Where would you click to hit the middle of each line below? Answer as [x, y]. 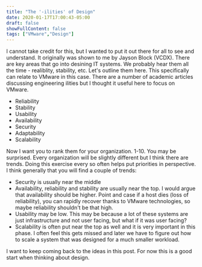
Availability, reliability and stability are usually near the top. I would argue [105, 189]
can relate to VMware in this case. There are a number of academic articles [100, 77]
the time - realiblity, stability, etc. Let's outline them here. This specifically [98, 70]
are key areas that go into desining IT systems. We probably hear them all [97, 64]
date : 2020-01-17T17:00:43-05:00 [48, 17]
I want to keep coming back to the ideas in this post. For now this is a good [99, 251]
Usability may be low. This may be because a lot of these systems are [102, 214]
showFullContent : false [36, 29]
